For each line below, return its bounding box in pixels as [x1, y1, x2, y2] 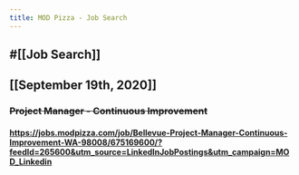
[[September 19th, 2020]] [9, 78, 157, 93]
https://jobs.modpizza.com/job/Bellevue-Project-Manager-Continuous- [9, 127, 288, 138]
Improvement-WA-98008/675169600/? [9, 137, 163, 148]
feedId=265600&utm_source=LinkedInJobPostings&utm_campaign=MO [9, 146, 290, 157]
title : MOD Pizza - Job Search [9, 13, 128, 23]
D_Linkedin [9, 156, 53, 167]
